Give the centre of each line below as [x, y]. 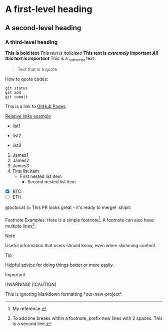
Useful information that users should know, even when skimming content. [81, 246]
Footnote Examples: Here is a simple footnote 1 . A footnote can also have [79, 219]
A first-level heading [49, 9]
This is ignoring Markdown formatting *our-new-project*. [64, 294]
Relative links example [28, 116]
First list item [25, 171]
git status [16, 88]
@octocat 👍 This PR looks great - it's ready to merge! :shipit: [68, 207]
